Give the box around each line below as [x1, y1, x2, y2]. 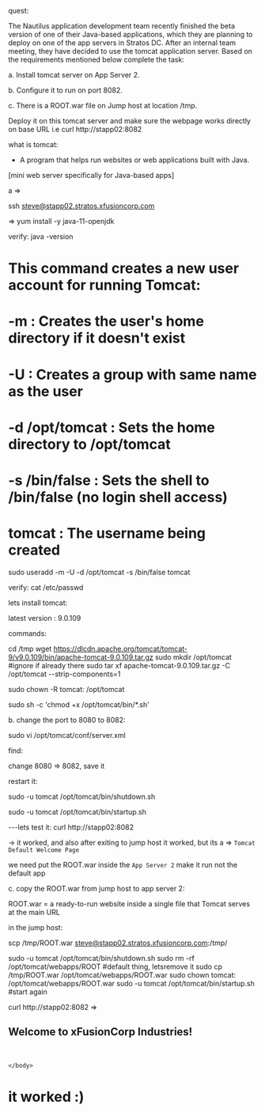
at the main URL [8, 907, 61, 917]
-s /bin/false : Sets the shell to [8, 471, 210, 489]
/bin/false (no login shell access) [8, 488, 228, 506]
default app [8, 868, 46, 878]
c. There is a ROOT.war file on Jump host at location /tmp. [8, 101, 198, 110]
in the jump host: [8, 922, 63, 932]
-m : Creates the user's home [8, 312, 204, 331]
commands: [8, 628, 47, 638]
